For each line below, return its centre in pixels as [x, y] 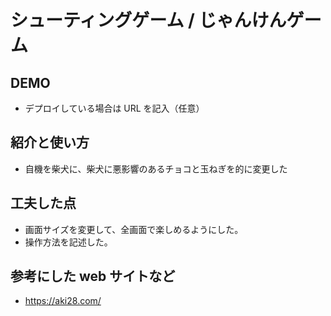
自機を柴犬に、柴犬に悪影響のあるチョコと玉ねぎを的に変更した [156, 168]
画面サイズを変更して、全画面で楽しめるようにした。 [134, 229]
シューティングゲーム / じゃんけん [148, 20]
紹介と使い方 [50, 142]
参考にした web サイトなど [93, 276]
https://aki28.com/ [63, 301]
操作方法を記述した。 [68, 242]
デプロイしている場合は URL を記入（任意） [114, 108]
